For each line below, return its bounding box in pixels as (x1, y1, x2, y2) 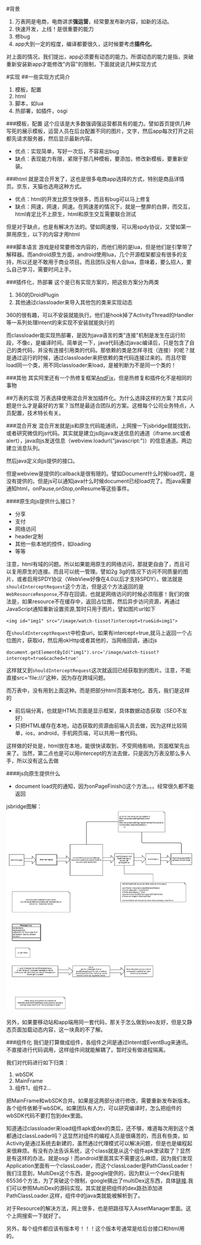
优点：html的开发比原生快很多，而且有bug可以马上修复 (14, 196, 151, 202)
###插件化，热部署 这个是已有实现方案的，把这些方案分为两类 (6, 279, 160, 285)
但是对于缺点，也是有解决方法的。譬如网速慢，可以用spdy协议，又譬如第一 (6, 223, 191, 230)
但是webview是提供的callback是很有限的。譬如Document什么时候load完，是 (6, 470, 195, 477)
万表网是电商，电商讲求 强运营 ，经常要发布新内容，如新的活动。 (14, 18, 172, 25)
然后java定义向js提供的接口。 (6, 457, 78, 464)
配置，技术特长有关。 (11, 409, 64, 416)
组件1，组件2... (14, 1084, 52, 1091)
